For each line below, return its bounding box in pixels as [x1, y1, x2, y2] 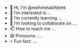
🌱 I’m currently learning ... [9, 15, 62, 21]
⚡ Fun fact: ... [9, 38, 37, 44]
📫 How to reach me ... [9, 26, 55, 31]
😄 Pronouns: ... [9, 33, 42, 39]
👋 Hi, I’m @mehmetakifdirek [9, 5, 66, 10]
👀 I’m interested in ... [9, 10, 52, 16]
